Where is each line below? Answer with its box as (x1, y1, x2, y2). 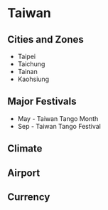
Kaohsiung (17, 75, 50, 83)
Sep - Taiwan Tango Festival (17, 122, 101, 130)
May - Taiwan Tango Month (17, 114, 99, 122)
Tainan (17, 68, 38, 75)
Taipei (17, 52, 36, 61)
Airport (7, 167, 40, 179)
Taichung (17, 60, 45, 68)
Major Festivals (7, 95, 77, 107)
